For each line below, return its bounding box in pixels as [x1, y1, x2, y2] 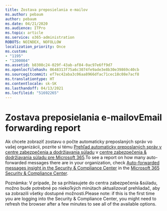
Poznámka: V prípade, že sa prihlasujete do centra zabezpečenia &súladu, [5, 180, 158, 186]
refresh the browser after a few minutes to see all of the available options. [5, 201, 157, 207]
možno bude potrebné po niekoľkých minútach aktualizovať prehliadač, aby [5, 185, 161, 191]
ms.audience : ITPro [5, 26, 46, 31]
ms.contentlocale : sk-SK [5, 81, 57, 86]
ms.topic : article [5, 30, 43, 35]
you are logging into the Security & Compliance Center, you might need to [5, 196, 157, 202]
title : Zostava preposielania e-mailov [5, 7, 88, 12]
